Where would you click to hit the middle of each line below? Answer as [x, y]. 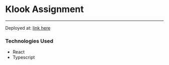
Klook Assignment [45, 9]
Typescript [24, 57]
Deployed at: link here [28, 28]
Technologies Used [29, 41]
